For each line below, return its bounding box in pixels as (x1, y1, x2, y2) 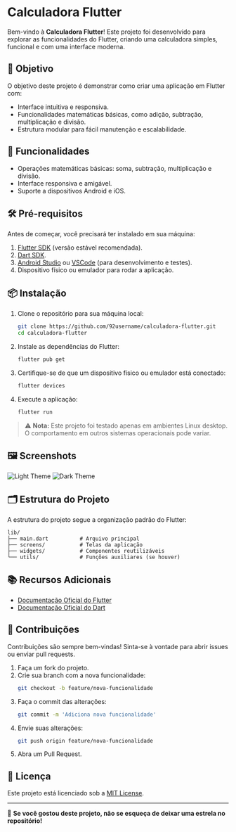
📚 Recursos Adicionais (7, 574, 112, 586)
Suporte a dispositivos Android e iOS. (17, 186, 126, 195)
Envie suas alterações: (17, 724, 83, 732)
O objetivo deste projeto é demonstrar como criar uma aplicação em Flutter (7, 82, 225, 90)
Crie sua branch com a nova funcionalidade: (17, 671, 146, 679)
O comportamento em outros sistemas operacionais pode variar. (24, 428, 211, 437)
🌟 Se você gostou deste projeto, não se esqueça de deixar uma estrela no (7, 809, 226, 818)
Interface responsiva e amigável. (17, 179, 112, 187)
